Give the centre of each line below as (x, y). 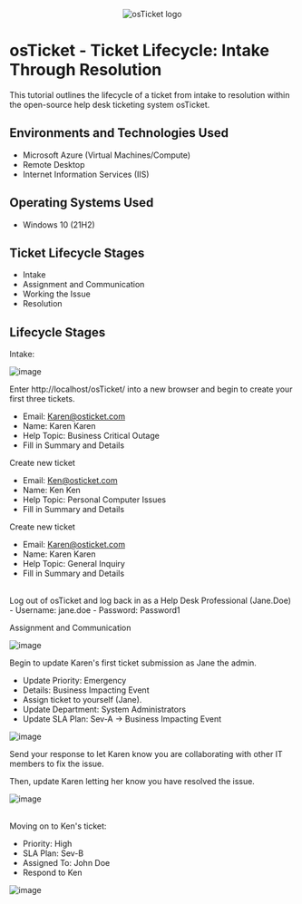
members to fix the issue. (57, 764)
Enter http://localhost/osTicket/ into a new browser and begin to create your (151, 389)
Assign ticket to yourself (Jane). (82, 700)
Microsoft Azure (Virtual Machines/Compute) (107, 155)
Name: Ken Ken (52, 491)
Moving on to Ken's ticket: (58, 826)
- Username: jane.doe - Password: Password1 (95, 610)
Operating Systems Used (82, 203)
